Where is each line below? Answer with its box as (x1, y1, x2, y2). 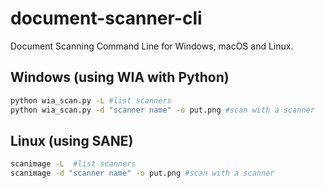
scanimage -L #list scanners (10, 159, 137, 169)
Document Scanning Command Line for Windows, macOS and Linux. (10, 40, 294, 52)
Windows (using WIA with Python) (10, 69, 230, 86)
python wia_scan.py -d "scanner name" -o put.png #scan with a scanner (10, 105, 315, 115)
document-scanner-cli (10, 7, 203, 30)
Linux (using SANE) (10, 132, 134, 149)
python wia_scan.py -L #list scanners (10, 95, 172, 106)
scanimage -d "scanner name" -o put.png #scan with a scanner (10, 168, 275, 179)
